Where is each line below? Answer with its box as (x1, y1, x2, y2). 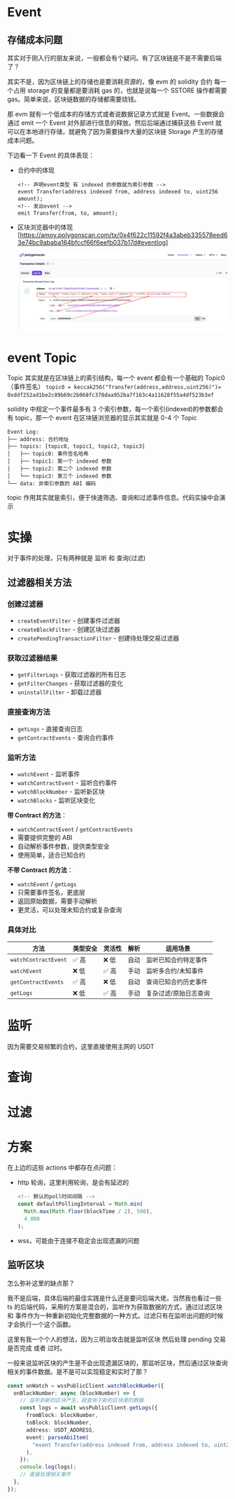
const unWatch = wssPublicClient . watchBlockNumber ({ (7, 1382, 164, 1389)
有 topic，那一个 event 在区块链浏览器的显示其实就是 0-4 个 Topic (7, 414, 197, 422)
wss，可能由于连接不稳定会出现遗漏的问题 (17, 1236, 140, 1244)
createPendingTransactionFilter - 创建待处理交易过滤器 (17, 634, 180, 642)
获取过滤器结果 (7, 653, 58, 663)
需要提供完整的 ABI (17, 833, 73, 841)
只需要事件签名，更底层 (17, 888, 85, 896)
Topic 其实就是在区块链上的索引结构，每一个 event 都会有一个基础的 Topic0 (7, 374, 225, 382)
